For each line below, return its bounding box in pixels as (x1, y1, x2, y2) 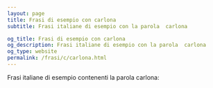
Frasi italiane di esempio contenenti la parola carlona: (7, 73, 160, 81)
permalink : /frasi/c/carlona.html (7, 54, 108, 62)
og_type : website (7, 48, 58, 55)
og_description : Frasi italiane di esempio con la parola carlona (7, 42, 207, 49)
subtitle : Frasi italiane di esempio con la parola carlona (7, 23, 188, 30)
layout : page (7, 10, 45, 17)
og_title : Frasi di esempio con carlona (7, 35, 126, 42)
